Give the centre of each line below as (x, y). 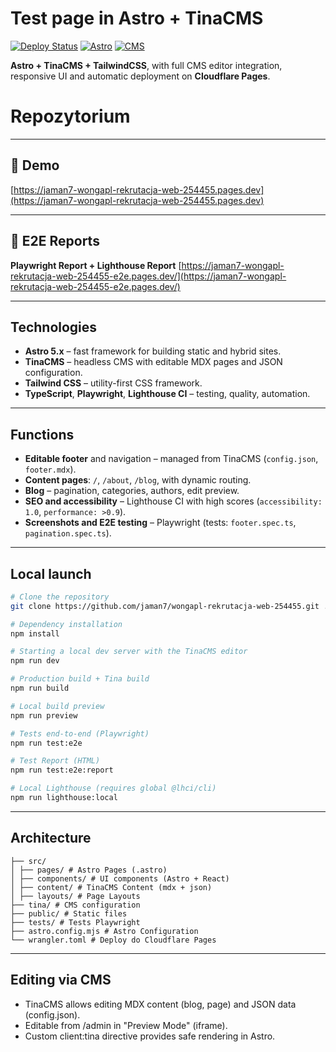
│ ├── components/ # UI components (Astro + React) (120, 878)
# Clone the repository (60, 597)
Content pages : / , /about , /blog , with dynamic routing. (138, 480)
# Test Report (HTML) (55, 761)
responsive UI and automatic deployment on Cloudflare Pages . (140, 76)
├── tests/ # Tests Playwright (75, 922)
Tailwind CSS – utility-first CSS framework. (113, 383)
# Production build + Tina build (80, 679)
